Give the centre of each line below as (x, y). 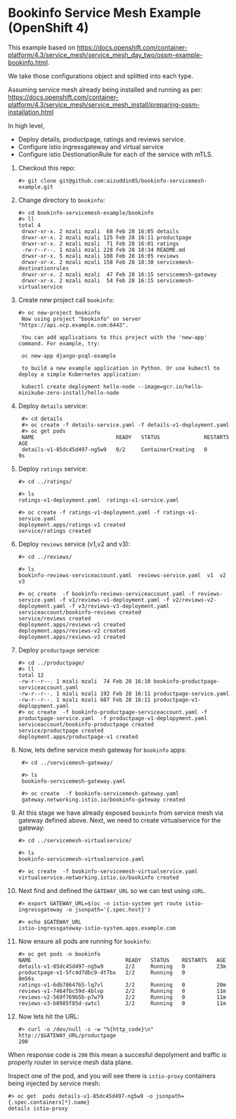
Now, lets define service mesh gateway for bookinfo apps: (102, 750)
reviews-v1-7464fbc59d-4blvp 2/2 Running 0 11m (122, 991)
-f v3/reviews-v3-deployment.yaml (119, 606)
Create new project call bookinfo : (66, 300)
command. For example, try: (59, 343)
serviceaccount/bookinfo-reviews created (79, 612)
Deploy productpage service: (59, 650)
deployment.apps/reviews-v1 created (72, 624)
